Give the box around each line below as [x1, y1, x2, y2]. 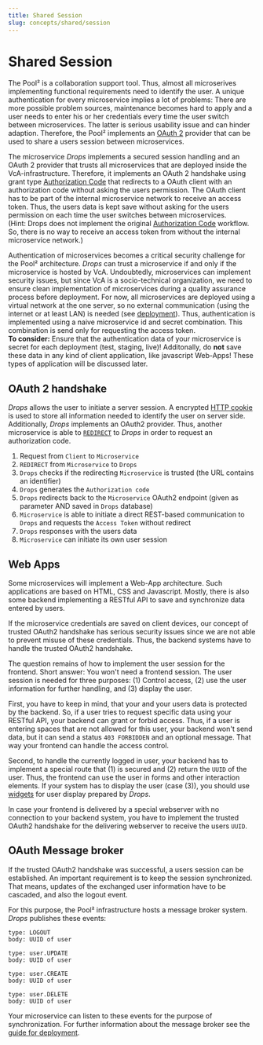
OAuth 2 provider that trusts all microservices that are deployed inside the [8, 160, 247, 170]
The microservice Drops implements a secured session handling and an [8, 152, 240, 162]
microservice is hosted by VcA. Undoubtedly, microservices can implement [8, 268, 251, 277]
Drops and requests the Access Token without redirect [19, 518, 192, 528]
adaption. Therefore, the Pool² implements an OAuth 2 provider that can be [8, 129, 251, 138]
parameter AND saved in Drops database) [19, 502, 153, 511]
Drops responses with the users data [19, 527, 137, 536]
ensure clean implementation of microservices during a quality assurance [8, 284, 246, 294]
